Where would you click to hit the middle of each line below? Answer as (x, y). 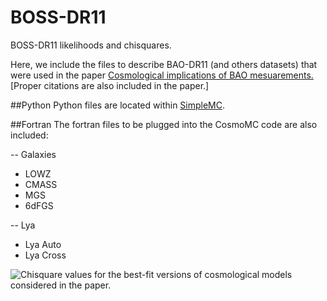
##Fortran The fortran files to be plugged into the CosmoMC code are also (164, 124)
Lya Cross (45, 255)
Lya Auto (43, 244)
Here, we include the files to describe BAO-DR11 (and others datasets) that (164, 64)
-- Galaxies (33, 154)
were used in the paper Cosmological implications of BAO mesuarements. (162, 75)
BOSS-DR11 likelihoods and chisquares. (91, 45)
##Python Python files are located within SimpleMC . (118, 105)
